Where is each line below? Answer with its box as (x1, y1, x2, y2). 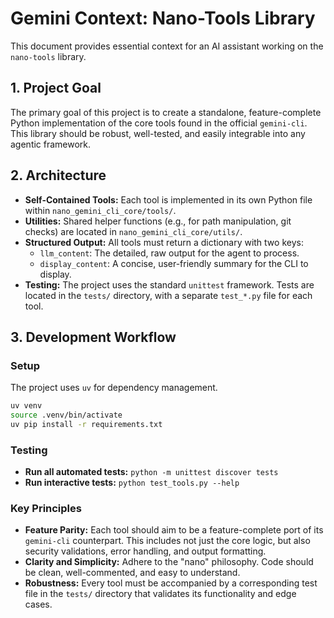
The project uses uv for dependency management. (10, 382, 218, 394)
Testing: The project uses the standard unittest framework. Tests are (24, 278, 315, 291)
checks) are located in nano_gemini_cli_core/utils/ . (24, 225, 243, 237)
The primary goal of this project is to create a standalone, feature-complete (10, 106, 322, 118)
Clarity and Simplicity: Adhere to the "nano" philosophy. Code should (24, 556, 314, 568)
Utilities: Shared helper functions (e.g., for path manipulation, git (24, 215, 292, 227)
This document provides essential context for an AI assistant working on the (10, 40, 324, 52)
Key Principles (10, 502, 82, 516)
